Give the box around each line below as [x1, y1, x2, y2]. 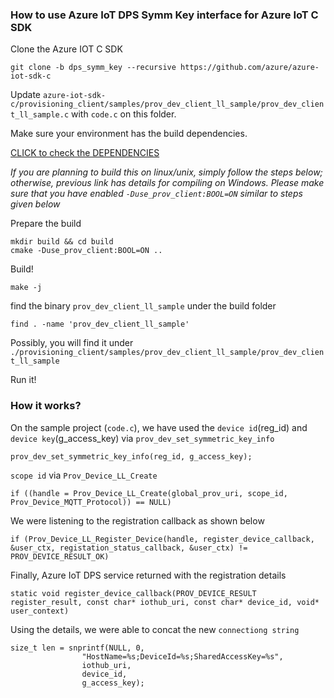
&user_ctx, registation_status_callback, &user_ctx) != [10, 543, 248, 553]
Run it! [10, 374, 37, 386]
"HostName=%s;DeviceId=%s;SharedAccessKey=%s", [81, 651, 284, 662]
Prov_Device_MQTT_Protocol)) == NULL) [10, 497, 172, 507]
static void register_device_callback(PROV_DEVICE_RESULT [10, 588, 257, 598]
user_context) [10, 606, 70, 616]
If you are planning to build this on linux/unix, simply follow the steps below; [10, 166, 323, 178]
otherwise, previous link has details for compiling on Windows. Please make [10, 177, 325, 189]
